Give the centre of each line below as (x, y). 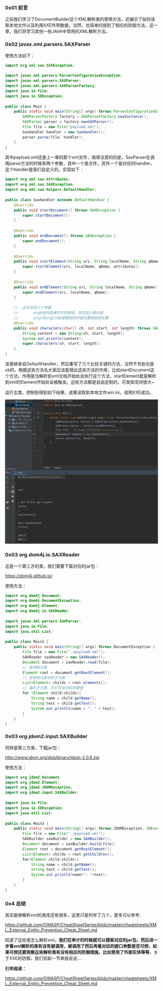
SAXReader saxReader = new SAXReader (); (64, 657)
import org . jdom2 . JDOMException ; (39, 788)
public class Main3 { (27, 824)
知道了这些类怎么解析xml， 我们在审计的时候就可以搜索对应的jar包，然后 (77, 940)
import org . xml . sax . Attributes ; (38, 179)
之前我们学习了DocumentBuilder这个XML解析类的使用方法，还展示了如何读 (80, 19)
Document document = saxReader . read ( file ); (67, 662)
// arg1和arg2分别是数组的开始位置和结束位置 (61, 318)
